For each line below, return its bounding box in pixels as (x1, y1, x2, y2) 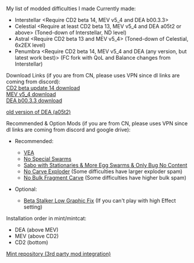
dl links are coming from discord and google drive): (6, 126, 131, 133)
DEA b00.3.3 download (6, 97, 63, 104)
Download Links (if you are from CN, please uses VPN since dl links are (6, 72, 180, 79)
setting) (23, 203, 43, 210)
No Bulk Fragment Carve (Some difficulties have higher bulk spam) (23, 174, 187, 181)
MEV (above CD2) (14, 233, 59, 239)
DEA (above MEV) (14, 226, 59, 233)
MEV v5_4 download (6, 91, 56, 98)
